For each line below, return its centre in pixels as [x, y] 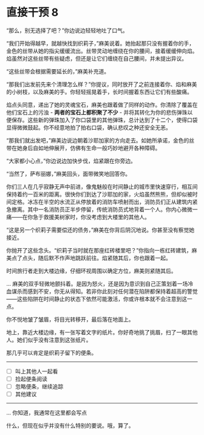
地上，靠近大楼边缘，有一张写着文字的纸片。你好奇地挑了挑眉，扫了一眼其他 [102, 332]
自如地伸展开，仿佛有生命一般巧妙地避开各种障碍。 [97, 148]
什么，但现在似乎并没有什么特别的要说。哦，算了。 [70, 426]
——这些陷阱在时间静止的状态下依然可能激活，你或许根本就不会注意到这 [97, 298]
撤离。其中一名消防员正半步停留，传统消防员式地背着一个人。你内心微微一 [104, 209]
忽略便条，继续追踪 [39, 386]
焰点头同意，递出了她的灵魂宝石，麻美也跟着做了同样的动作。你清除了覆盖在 [102, 104]
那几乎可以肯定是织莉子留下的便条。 [52, 352]
